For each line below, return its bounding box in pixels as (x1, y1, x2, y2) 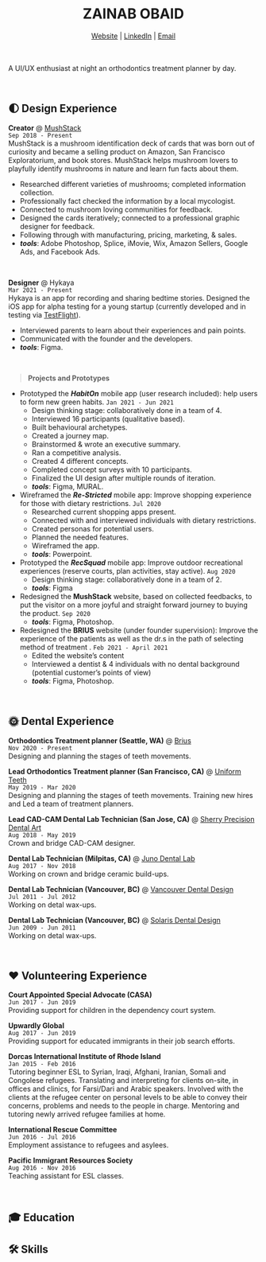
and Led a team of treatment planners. (8, 799, 134, 808)
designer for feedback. (19, 221, 95, 231)
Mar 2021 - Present (8, 286, 73, 294)
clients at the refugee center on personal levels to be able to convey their (8, 1093, 248, 1102)
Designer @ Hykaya (8, 278, 75, 287)
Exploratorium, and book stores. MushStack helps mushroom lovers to (8, 155, 238, 165)
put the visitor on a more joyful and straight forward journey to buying (19, 600, 248, 610)
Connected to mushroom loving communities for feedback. (19, 204, 213, 214)
